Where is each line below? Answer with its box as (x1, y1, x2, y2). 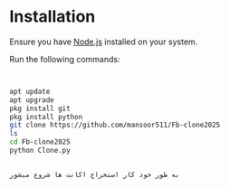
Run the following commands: (9, 53, 120, 64)
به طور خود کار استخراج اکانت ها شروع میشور (9, 170, 180, 179)
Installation (9, 6, 96, 27)
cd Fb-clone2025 (9, 137, 71, 146)
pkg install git (9, 104, 71, 113)
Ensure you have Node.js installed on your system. (9, 36, 198, 47)
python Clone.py (9, 146, 71, 155)
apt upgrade (9, 95, 54, 105)
